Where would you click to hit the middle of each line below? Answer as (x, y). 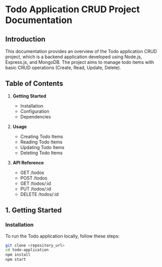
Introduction (25, 39)
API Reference (28, 162)
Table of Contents (34, 83)
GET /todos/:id (35, 183)
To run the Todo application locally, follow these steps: (62, 236)
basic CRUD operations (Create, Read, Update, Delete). (63, 68)
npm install (18, 255)
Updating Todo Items (42, 147)
